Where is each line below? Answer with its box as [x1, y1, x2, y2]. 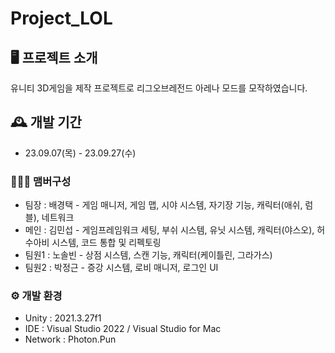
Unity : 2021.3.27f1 [24, 312, 102, 324]
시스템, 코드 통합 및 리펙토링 [51, 237, 162, 249]
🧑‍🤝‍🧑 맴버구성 [10, 174, 72, 188]
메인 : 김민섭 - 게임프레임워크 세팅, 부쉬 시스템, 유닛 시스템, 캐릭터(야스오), [24, 224, 315, 236]
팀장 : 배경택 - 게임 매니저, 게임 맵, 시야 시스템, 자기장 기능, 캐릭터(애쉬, [24, 199, 303, 211]
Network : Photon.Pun [24, 333, 117, 346]
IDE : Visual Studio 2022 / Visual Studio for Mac [24, 323, 222, 335]
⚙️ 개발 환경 [10, 289, 63, 303]
